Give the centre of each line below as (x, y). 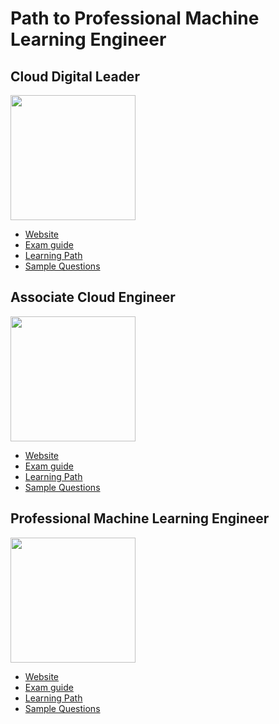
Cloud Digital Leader (75, 76)
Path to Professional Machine (135, 18)
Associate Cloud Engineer (93, 297)
